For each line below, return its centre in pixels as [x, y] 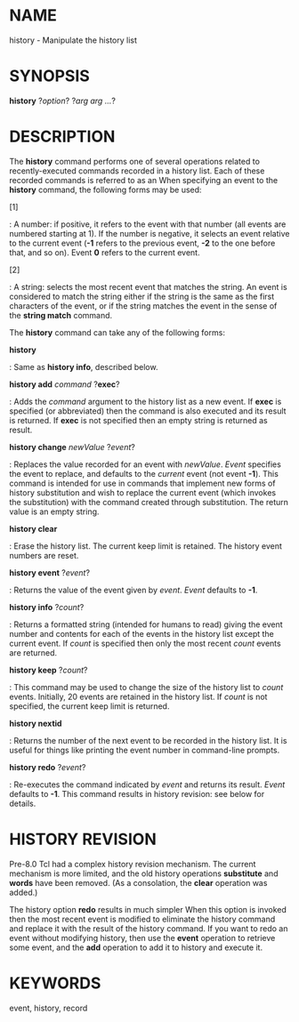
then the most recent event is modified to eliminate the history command [142, 919]
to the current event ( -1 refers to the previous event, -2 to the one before [142, 243]
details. [23, 803]
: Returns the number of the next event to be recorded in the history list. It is [148, 740]
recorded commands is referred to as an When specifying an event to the [144, 180]
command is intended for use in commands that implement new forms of [142, 483]
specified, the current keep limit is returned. [89, 706]
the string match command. [61, 315]
